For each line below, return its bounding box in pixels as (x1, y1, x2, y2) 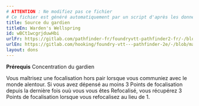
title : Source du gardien (6, 19, 70, 25)
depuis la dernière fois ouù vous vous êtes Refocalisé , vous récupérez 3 (6, 87, 182, 94)
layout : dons (6, 47, 38, 53)
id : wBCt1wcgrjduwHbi (6, 31, 60, 37)
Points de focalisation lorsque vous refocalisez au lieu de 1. (6, 93, 150, 100)
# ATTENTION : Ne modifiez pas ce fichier (6, 8, 113, 15)
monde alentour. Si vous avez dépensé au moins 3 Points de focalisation (6, 81, 183, 88)
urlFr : (6, 36, 23, 42)
